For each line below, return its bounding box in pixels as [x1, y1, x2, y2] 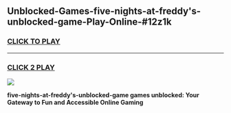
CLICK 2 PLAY [7, 62, 55, 72]
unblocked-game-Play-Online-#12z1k [7, 16, 172, 28]
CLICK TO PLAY [7, 37, 60, 47]
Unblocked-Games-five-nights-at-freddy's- [7, 5, 201, 17]
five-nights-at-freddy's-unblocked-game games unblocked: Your [7, 90, 199, 99]
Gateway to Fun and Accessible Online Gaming [7, 98, 144, 106]
